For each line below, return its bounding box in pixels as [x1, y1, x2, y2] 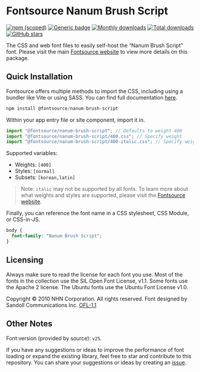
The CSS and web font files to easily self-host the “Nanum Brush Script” [6, 42, 183, 49]
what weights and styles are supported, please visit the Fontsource [20, 192, 186, 199]
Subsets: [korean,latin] [14, 174, 76, 181]
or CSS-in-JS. [6, 216, 40, 223]
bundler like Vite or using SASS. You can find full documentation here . [6, 94, 177, 101]
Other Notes [6, 319, 52, 329]
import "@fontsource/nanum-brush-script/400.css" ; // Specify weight [6, 133, 183, 139]
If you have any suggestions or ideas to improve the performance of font [6, 346, 185, 353]
